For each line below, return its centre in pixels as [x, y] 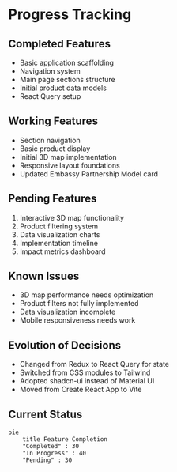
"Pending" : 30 [47, 460]
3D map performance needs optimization [87, 295]
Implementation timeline [59, 243]
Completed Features [59, 44]
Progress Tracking [70, 15]
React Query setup [50, 96]
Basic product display [55, 149]
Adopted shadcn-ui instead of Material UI [87, 381]
